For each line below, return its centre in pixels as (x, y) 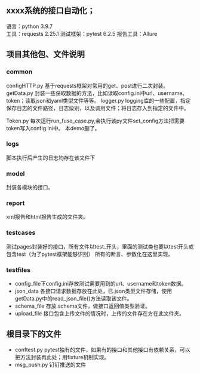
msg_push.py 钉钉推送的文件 (50, 364)
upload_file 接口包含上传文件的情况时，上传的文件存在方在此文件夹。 (100, 313)
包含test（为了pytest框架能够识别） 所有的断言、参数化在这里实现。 (90, 254)
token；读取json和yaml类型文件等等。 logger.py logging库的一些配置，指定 (99, 100)
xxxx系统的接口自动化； (51, 11)
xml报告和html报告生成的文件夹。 (47, 217)
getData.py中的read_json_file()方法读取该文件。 (73, 298)
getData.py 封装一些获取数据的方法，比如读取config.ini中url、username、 (97, 93)
